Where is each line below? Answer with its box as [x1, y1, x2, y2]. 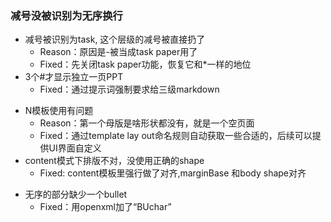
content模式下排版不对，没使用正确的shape [24, 155, 205, 167]
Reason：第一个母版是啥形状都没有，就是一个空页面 [39, 117, 255, 129]
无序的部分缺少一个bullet [24, 188, 128, 201]
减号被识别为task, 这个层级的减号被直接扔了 [24, 33, 206, 46]
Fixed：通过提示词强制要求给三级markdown [39, 83, 220, 96]
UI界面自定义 [48, 142, 102, 154]
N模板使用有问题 [24, 105, 94, 117]
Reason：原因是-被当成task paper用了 [39, 46, 198, 58]
